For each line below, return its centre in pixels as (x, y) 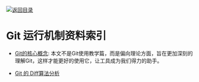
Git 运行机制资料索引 (56, 36)
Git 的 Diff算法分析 (37, 73)
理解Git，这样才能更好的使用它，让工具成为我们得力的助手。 (89, 60)
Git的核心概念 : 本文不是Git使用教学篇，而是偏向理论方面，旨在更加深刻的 (104, 53)
